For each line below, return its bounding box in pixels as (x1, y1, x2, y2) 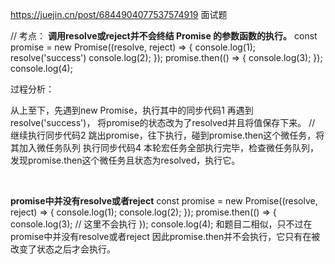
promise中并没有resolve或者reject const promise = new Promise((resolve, (10, 195, 318, 207)
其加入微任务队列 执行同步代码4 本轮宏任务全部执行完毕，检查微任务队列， (10, 142, 319, 153)
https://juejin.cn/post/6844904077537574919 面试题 (10, 9, 228, 20)
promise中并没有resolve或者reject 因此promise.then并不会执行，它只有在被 (10, 231, 321, 242)
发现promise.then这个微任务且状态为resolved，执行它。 (10, 154, 241, 166)
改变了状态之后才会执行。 (10, 243, 116, 255)
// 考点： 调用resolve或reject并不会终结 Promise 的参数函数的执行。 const (10, 30, 318, 42)
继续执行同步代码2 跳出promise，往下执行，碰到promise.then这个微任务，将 (10, 129, 325, 141)
